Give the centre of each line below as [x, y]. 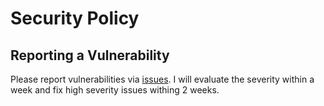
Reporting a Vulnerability [90, 55]
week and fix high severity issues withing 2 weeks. [115, 90]
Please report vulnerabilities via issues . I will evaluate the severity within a [162, 79]
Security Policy [75, 18]
